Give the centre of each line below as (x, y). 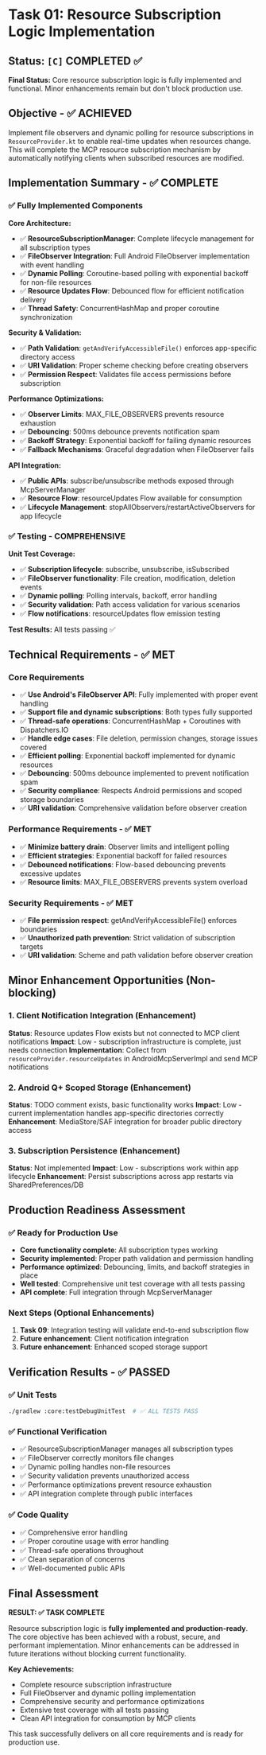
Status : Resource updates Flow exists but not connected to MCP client (124, 1033)
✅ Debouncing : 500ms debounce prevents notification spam (120, 431)
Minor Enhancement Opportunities (96, 981)
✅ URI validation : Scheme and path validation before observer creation (136, 955)
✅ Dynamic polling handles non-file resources (95, 1467)
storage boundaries (52, 800)
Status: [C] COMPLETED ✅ (75, 61)
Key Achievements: (41, 1669)
